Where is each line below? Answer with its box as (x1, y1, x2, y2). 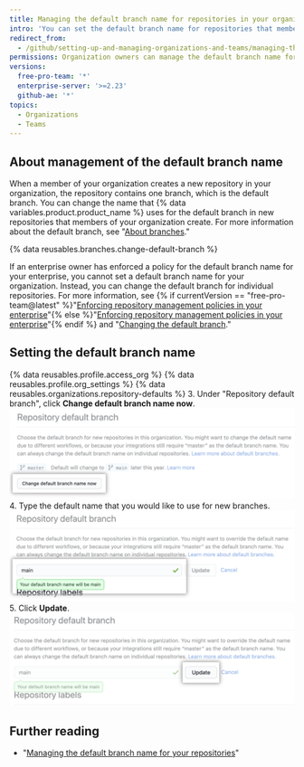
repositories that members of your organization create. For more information (9, 217, 294, 228)
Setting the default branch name (9, 345, 196, 361)
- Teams (17, 119, 47, 128)
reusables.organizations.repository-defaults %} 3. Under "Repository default (9, 388, 295, 399)
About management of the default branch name (9, 154, 283, 169)
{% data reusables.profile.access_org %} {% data (9, 369, 195, 380)
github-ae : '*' (17, 90, 75, 99)
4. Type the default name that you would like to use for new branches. (9, 500, 271, 511)
